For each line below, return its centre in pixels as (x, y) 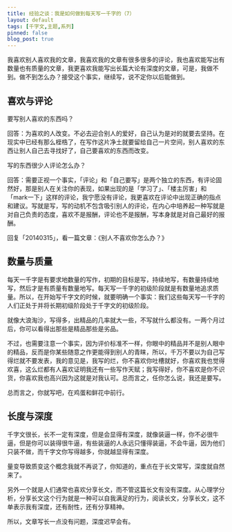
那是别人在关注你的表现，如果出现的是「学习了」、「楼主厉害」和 (116, 188)
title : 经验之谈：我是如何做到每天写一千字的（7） (71, 13)
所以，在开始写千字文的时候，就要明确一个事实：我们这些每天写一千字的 (122, 297)
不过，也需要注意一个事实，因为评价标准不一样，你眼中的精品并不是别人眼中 (116, 343)
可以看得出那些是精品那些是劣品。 (74, 328)
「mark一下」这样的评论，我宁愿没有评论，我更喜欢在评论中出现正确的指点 (114, 197)
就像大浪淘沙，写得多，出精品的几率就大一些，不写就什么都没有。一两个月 (113, 320)
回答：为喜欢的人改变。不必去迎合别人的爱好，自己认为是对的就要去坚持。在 (116, 133)
